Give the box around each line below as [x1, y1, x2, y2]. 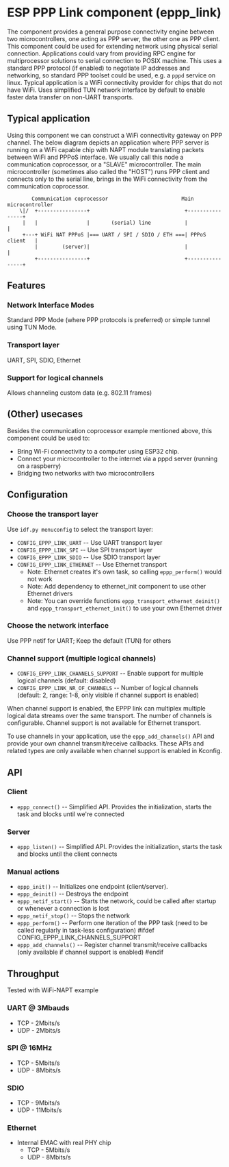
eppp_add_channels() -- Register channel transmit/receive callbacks [16, 941, 208, 949]
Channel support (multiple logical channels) [7, 653, 157, 663]
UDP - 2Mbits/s [16, 1026, 61, 1034]
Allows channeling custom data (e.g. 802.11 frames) [7, 389, 152, 397]
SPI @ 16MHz [7, 1043, 53, 1053]
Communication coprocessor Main [31, 195, 194, 202]
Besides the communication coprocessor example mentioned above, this [7, 426, 213, 434]
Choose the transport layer [7, 509, 99, 519]
